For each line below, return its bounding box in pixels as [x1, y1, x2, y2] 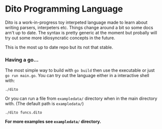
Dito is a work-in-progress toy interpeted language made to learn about [5, 19, 148, 25]
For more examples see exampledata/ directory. [5, 119, 101, 125]
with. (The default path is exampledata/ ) [5, 101, 84, 107]
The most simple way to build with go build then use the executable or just [5, 67, 155, 73]
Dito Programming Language [5, 3, 123, 15]
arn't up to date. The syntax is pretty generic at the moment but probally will [5, 30, 158, 35]
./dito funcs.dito [5, 110, 42, 115]
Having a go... [5, 56, 39, 63]
